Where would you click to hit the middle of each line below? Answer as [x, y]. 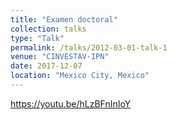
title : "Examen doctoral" [64, 19]
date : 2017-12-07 [46, 66]
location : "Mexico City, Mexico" [80, 76]
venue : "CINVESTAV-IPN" [60, 57]
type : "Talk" [37, 38]
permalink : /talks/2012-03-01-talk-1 [89, 47]
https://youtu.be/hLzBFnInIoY [71, 103]
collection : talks [48, 29]
